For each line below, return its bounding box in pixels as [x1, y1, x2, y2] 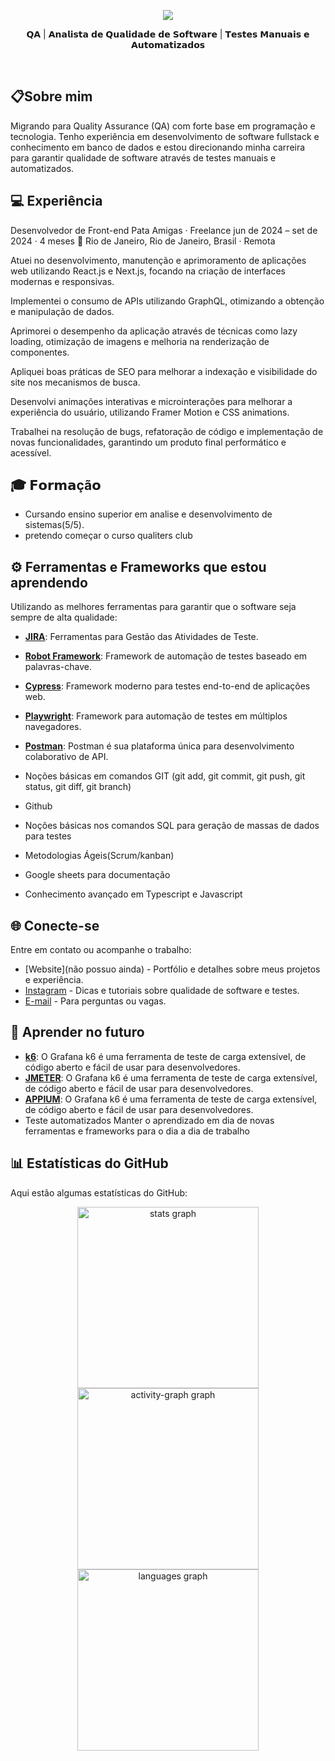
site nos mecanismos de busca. [10, 376, 141, 388]
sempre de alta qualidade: [10, 611, 118, 624]
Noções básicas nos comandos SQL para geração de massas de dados [24, 820, 320, 832]
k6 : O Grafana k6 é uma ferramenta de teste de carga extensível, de [24, 1050, 307, 1062]
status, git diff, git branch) [24, 781, 132, 793]
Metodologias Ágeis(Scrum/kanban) [24, 850, 175, 862]
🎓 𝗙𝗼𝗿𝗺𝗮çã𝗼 [10, 477, 102, 494]
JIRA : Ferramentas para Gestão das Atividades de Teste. [24, 631, 259, 643]
